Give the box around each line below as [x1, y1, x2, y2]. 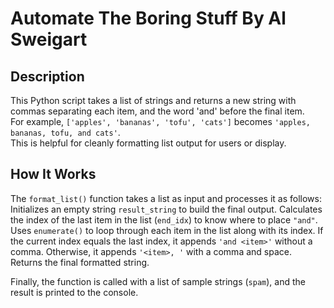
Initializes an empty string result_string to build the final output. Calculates [10, 203, 323, 215]
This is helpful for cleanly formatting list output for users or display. [10, 137, 287, 149]
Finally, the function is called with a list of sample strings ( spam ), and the [10, 275, 306, 287]
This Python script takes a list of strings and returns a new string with [10, 95, 297, 106]
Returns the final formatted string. [10, 256, 150, 268]
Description [10, 68, 85, 85]
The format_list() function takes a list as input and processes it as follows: [10, 192, 322, 204]
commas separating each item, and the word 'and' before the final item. [10, 105, 305, 117]
